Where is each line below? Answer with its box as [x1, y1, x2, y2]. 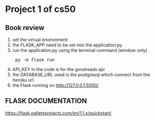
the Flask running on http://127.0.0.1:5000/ [12, 82, 99, 88]
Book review [5, 23, 45, 32]
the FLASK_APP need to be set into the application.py [12, 42, 123, 48]
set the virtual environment [12, 36, 68, 42]
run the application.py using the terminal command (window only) [12, 47, 148, 53]
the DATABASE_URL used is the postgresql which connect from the [12, 71, 151, 77]
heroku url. [12, 77, 35, 83]
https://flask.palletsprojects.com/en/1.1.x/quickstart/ [5, 110, 112, 116]
